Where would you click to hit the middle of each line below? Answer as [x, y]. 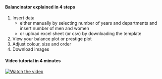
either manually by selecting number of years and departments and [88, 23]
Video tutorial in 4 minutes [33, 60]
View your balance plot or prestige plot [52, 39]
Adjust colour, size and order [42, 44]
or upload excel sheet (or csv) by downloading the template [81, 34]
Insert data [23, 18]
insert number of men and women [54, 28]
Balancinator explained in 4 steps [40, 7]
